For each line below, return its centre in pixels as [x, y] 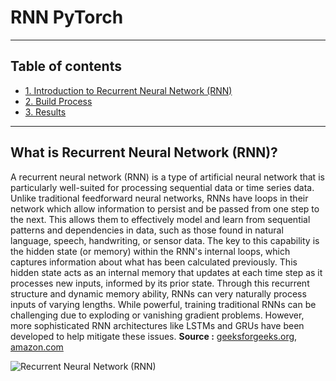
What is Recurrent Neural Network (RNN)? [144, 152]
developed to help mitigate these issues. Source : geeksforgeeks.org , [154, 336]
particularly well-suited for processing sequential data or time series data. [162, 187]
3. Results [45, 112]
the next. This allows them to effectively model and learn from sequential [160, 219]
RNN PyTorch [67, 17]
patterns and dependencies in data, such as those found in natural [147, 230]
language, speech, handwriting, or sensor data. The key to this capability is [165, 240]
